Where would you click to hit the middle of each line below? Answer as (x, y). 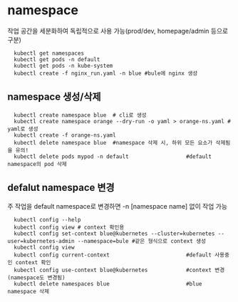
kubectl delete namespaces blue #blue (108, 283)
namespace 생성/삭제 (54, 97)
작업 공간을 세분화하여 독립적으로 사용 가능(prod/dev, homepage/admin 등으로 (118, 31)
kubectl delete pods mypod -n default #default (113, 156)
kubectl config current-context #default (113, 255)
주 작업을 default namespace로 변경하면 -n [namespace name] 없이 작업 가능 (118, 206)
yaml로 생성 (23, 129)
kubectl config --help (47, 219)
